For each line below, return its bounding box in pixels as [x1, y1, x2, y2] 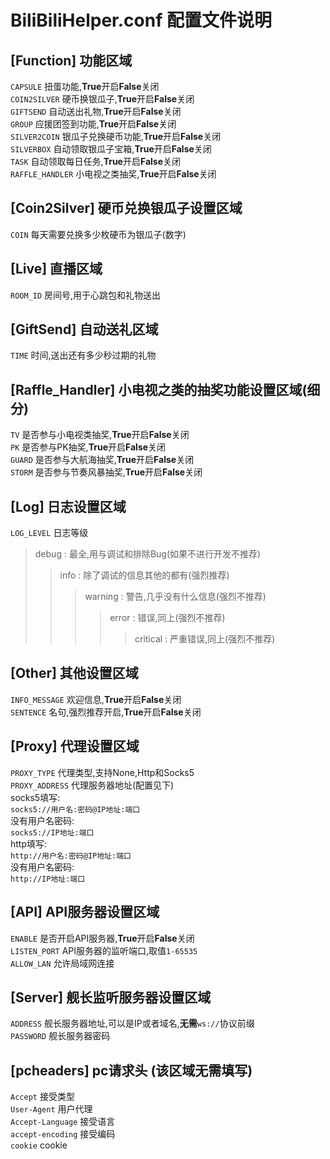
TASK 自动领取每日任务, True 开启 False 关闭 [10, 156, 182, 167]
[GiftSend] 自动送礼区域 [10, 321, 159, 338]
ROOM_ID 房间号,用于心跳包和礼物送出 [10, 289, 162, 301]
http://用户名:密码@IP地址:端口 [10, 851, 132, 861]
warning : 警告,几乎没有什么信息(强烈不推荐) [84, 591, 267, 603]
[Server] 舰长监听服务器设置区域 [10, 989, 212, 1006]
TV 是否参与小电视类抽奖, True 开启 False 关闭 [10, 429, 190, 441]
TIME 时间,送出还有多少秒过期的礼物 [10, 349, 157, 361]
